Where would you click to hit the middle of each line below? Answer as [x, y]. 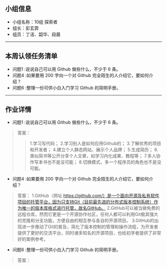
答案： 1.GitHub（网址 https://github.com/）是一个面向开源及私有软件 [88, 196]
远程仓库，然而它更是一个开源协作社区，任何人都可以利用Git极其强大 [88, 214]
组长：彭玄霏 [25, 28]
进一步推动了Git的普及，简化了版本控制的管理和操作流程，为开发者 [90, 227]
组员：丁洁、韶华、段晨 [36, 34]
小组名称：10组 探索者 [35, 22]
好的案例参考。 [33, 239]
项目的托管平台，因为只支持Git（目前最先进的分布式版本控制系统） [85, 202]
